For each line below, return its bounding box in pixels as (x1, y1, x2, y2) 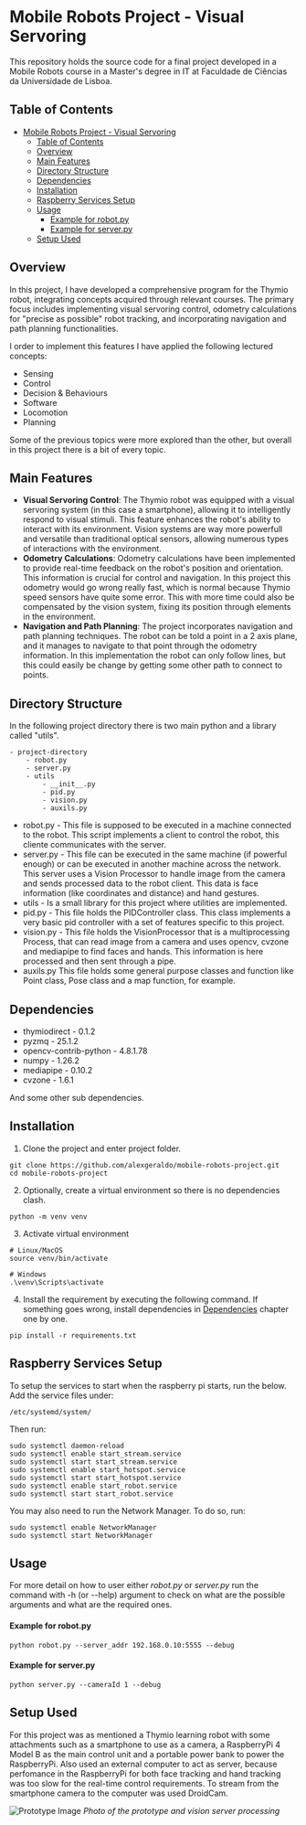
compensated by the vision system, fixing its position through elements (22, 602, 291, 613)
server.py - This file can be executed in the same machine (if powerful (22, 848, 288, 860)
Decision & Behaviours (22, 387, 108, 399)
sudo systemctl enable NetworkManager (9, 1522, 157, 1532)
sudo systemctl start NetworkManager (9, 1531, 153, 1540)
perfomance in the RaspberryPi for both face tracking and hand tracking (9, 1767, 281, 1779)
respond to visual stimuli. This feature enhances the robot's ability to (22, 514, 281, 525)
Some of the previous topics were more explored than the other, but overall (9, 434, 292, 445)
